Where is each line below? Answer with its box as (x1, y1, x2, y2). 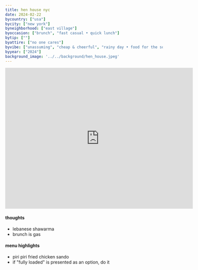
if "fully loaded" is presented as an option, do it (12, 259, 110, 265)
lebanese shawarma (12, 226, 54, 232)
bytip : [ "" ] (5, 36, 30, 41)
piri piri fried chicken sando (12, 253, 69, 259)
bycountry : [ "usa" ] (5, 17, 46, 22)
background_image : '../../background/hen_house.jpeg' (5, 54, 120, 59)
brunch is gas (12, 231, 41, 237)
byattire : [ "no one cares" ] (5, 40, 64, 45)
